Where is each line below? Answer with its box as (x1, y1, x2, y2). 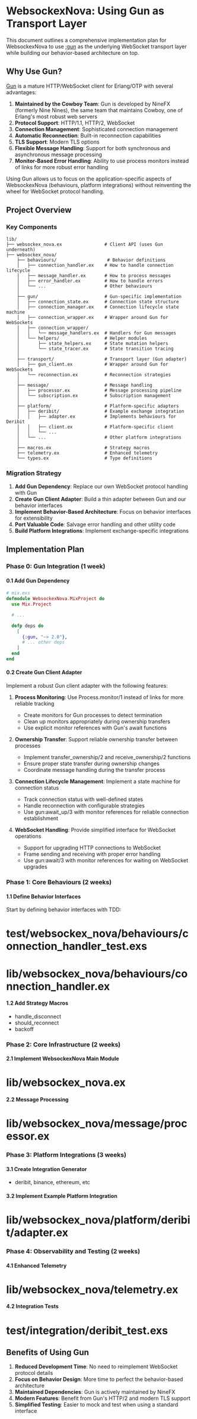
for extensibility (14, 514, 53, 521)
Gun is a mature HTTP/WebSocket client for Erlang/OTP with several (6, 82, 173, 89)
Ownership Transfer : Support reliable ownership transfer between (14, 736, 178, 743)
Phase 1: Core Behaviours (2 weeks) (6, 878, 112, 886)
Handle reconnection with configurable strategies (23, 802, 145, 809)
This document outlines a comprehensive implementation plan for (6, 36, 167, 44)
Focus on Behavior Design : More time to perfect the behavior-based (14, 1375, 183, 1383)
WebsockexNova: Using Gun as (6, 4, 165, 18)
